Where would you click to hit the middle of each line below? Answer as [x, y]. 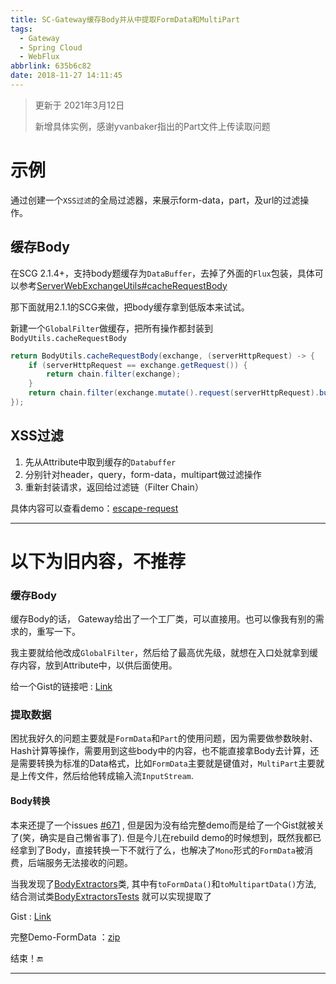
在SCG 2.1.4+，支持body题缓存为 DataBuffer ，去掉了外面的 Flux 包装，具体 [162, 273]
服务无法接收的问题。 [88, 862]
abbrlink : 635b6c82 [51, 66]
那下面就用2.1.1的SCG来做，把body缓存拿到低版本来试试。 [130, 307]
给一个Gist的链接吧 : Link [61, 687]
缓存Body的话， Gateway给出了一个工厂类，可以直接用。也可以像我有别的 [163, 619]
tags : [21, 29]
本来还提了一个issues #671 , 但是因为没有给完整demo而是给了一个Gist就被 [163, 825]
